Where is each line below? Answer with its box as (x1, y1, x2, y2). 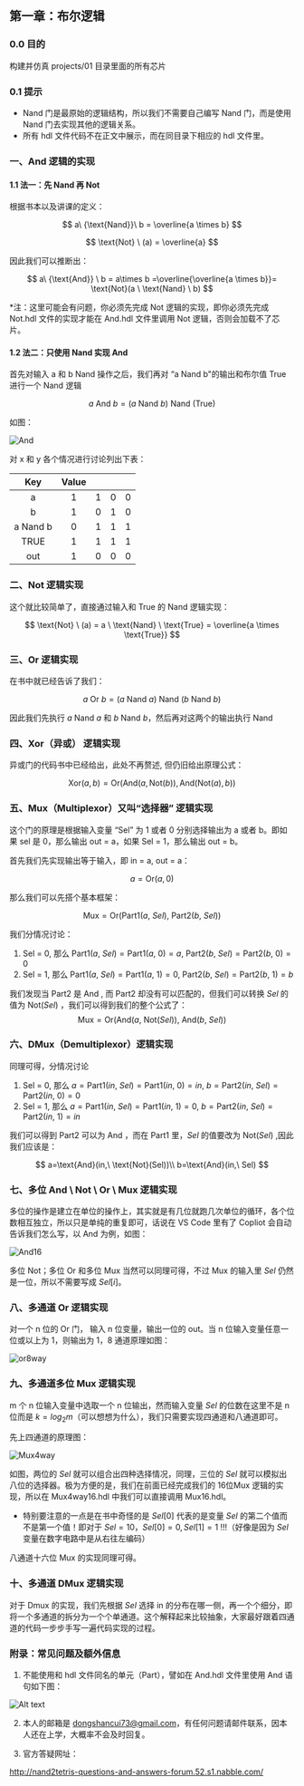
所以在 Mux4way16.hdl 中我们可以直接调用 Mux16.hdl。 (24, 1492, 232, 1502)
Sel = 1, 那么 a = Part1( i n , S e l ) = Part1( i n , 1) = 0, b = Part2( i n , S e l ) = (22, 1100, 273, 1112)
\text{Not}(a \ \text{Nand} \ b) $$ (90, 284, 214, 294)
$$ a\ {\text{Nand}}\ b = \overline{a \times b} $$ (62, 219, 242, 230)
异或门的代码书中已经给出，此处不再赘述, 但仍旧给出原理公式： (9, 759, 244, 770)
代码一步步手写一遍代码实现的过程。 (24, 1622, 160, 1633)
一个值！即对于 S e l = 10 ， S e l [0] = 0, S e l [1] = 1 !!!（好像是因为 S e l (46, 1521, 290, 1533)
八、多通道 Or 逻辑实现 (9, 1301, 109, 1314)
